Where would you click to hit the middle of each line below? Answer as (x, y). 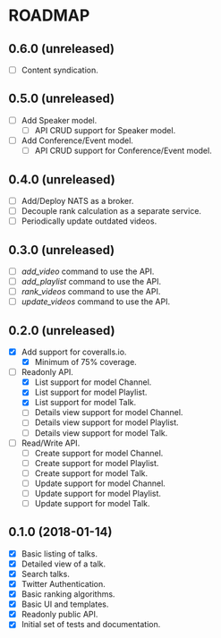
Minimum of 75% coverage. (86, 362)
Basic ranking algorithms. (68, 594)
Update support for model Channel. (100, 483)
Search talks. (46, 574)
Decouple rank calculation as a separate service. (111, 211)
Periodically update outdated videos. (89, 221)
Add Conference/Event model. (77, 140)
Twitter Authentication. (64, 584)
